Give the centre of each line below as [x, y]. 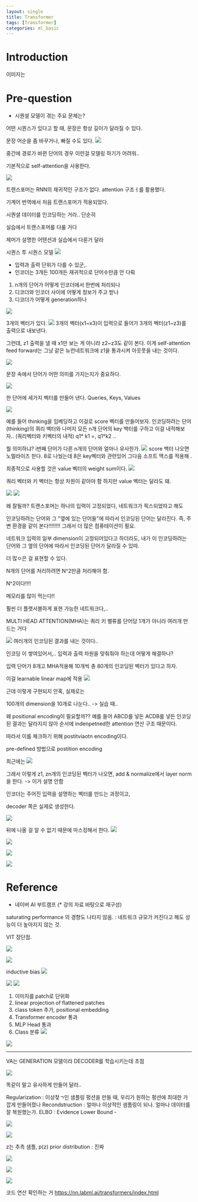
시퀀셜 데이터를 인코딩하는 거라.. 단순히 [51, 215]
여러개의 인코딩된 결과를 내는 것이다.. [56, 641]
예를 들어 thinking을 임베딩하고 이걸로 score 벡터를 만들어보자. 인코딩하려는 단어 [99, 421]
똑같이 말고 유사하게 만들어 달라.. [44, 1085]
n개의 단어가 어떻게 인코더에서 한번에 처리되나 [67, 285]
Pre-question [39, 99]
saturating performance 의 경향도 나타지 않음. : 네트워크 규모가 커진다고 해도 [95, 917]
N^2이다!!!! [19, 584]
